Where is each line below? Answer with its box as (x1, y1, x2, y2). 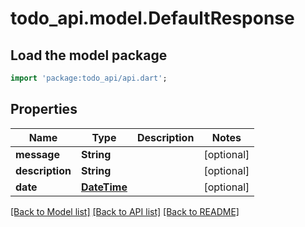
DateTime (80, 180, 128, 194)
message (15, 147, 60, 161)
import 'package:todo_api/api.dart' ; (10, 73, 168, 83)
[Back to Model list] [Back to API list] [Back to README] (10, 205, 240, 217)
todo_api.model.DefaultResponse (10, 7, 295, 30)
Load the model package (10, 47, 168, 64)
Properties (10, 101, 78, 118)
